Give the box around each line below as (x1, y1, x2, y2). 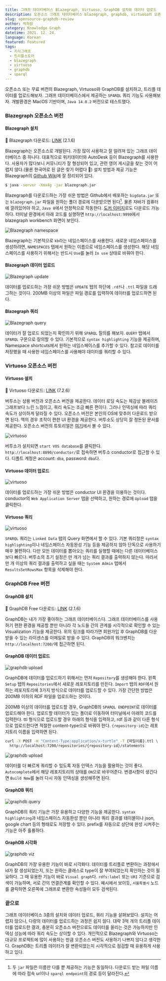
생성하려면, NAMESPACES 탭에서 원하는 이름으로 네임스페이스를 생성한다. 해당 (5, 244, 150, 250)
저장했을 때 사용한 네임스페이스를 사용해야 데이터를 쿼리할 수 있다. (5, 349, 132, 354)
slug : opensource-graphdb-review (5, 16, 74, 21)
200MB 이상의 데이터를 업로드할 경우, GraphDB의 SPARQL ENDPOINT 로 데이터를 (5, 703, 157, 710)
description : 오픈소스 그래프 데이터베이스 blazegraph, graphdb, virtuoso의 (5, 12, 152, 17)
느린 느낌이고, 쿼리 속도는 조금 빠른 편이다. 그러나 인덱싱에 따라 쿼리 (26, 404, 157, 410)
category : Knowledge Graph (5, 26, 61, 31)
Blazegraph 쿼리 (5, 308, 39, 314)
